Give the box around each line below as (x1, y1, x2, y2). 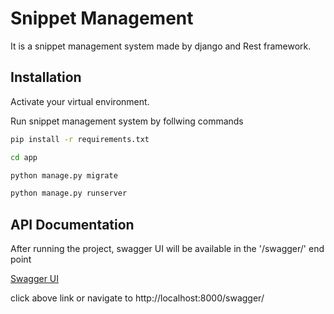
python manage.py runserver (10, 188, 128, 199)
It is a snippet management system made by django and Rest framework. (10, 40, 312, 52)
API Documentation (10, 216, 135, 233)
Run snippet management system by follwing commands (10, 115, 244, 127)
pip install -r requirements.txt (10, 134, 150, 144)
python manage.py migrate (10, 170, 118, 181)
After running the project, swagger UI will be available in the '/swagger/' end (10, 243, 325, 255)
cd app (10, 152, 38, 162)
